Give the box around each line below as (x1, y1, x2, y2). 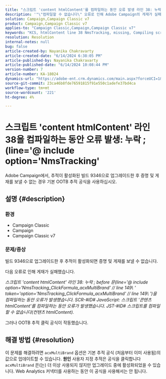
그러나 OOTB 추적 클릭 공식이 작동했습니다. (5, 320, 88, 326)
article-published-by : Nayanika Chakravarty (5, 58, 98, 63)
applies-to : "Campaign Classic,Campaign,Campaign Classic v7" (5, 26, 136, 31)
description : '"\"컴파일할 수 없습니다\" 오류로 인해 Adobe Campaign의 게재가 (5, 12, 153, 17)
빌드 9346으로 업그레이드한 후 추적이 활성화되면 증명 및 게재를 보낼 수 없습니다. (5, 258, 158, 264)
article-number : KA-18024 (5, 72, 58, 77)
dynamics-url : (5, 76, 35, 81)
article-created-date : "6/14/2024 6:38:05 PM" (5, 53, 103, 58)
